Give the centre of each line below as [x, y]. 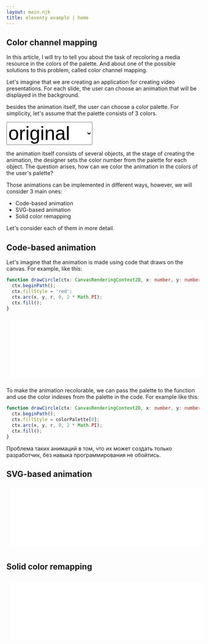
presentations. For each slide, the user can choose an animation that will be [102, 89]
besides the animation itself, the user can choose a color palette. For [93, 107]
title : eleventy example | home [47, 18]
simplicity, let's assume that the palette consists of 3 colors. [82, 113]
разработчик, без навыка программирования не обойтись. [84, 455]
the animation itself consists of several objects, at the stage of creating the [100, 154]
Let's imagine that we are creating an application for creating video [91, 82]
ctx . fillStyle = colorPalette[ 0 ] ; [56, 420]
